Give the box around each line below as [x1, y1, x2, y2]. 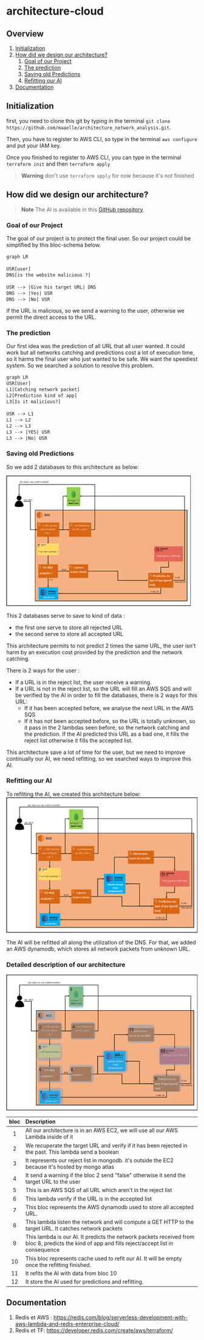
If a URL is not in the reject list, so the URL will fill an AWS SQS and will [15, 685, 192, 692]
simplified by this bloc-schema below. [6, 241, 101, 248]
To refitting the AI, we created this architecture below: [6, 790, 141, 798]
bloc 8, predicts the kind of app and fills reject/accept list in [25, 1240, 174, 1247]
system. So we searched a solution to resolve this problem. [6, 362, 154, 369]
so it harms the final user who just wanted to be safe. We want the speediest [6, 355, 198, 363]
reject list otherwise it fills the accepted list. [24, 736, 133, 744]
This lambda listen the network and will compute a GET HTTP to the [25, 1218, 194, 1226]
